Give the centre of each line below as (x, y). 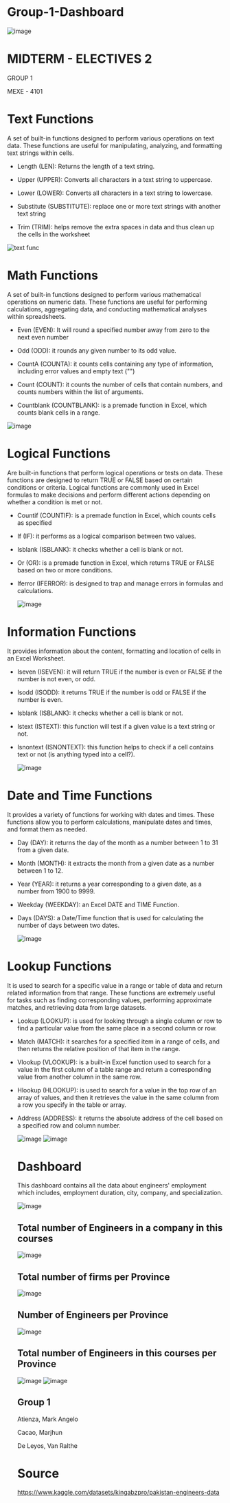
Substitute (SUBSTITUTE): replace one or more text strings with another (119, 206)
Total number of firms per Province (93, 1277)
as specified (34, 522)
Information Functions (72, 632)
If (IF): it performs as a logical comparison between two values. (106, 536)
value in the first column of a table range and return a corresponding (114, 1069)
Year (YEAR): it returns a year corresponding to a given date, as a (110, 884)
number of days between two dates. (68, 925)
